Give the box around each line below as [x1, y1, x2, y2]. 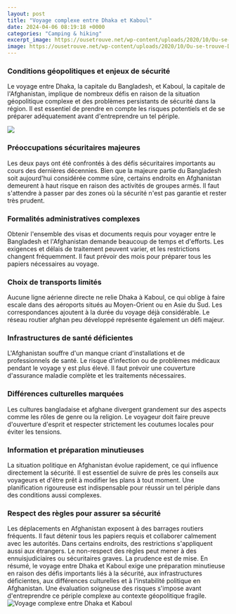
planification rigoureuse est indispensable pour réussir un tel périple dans [7, 483, 221, 492]
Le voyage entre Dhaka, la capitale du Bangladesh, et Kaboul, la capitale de [7, 82, 225, 91]
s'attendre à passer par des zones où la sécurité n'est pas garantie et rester [7, 188, 227, 197]
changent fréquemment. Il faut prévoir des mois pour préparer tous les [7, 252, 211, 260]
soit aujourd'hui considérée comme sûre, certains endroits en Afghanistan [7, 174, 222, 182]
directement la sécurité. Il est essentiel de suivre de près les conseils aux [7, 468, 219, 477]
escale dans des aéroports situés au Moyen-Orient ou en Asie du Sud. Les [7, 300, 223, 309]
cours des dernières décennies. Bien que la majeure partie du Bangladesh [7, 166, 221, 174]
